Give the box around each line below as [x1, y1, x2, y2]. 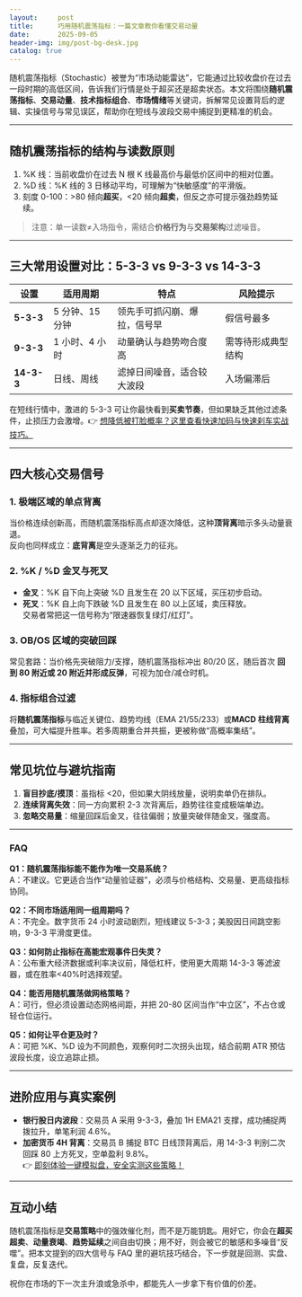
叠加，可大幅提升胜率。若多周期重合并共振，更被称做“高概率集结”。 [9, 725, 261, 737]
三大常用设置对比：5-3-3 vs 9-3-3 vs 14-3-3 [9, 259, 262, 274]
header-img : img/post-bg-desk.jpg [9, 38, 139, 48]
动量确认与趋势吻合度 [117, 335, 209, 348]
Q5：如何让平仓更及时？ [9, 1029, 100, 1040]
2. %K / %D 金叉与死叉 [9, 565, 109, 578]
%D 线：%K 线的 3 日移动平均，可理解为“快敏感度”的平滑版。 [22, 180, 252, 190]
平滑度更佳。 [49, 927, 97, 939]
